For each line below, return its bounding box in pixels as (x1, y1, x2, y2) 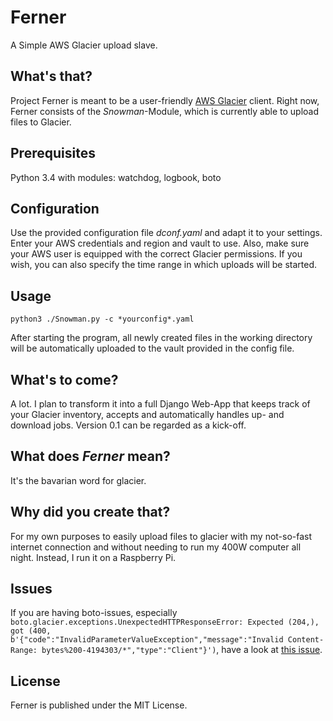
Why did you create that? (10, 504, 171, 521)
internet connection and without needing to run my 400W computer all (10, 541, 302, 553)
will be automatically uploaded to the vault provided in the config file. (10, 342, 295, 355)
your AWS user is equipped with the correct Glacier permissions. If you (10, 248, 303, 260)
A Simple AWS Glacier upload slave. (10, 39, 158, 51)
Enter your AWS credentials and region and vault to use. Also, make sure (10, 237, 310, 250)
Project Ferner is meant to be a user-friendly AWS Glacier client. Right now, (10, 94, 320, 106)
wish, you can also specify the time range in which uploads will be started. (10, 259, 318, 271)
